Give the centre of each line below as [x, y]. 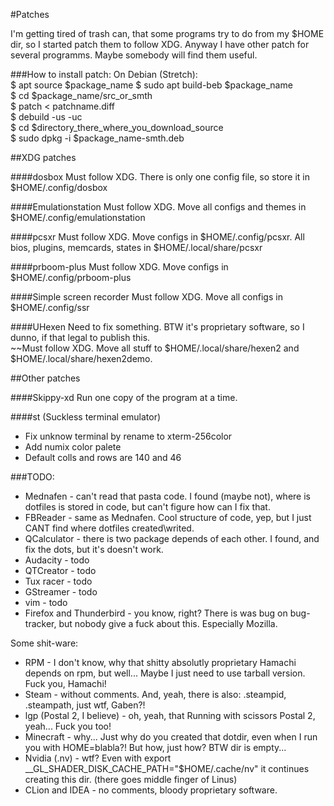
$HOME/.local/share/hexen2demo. [81, 358]
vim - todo [46, 602]
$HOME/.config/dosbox [59, 187]
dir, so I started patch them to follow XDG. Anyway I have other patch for [160, 44]
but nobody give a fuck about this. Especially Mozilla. [168, 623]
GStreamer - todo [61, 592]
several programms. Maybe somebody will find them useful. [134, 55]
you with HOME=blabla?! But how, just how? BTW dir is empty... [155, 747]
